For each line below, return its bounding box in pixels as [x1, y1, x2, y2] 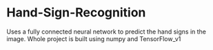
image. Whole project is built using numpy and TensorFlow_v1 [6, 34, 181, 42]
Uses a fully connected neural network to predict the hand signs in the [6, 27, 207, 36]
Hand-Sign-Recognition [6, 5, 146, 21]
